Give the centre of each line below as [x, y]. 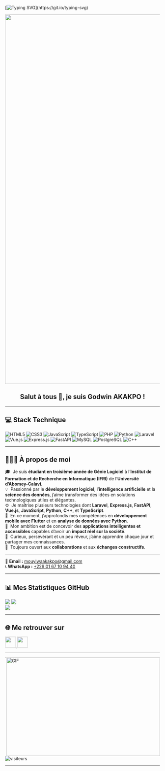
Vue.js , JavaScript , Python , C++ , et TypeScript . [55, 510]
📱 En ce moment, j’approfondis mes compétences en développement [76, 516]
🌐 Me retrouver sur [35, 627]
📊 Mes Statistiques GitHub [47, 587]
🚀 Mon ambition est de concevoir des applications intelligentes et [73, 526]
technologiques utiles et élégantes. [41, 500]
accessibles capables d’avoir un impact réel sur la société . [65, 532]
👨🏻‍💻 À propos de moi [38, 460]
